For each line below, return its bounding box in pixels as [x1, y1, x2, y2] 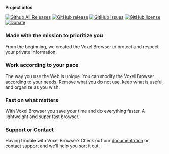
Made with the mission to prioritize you [5, 32, 104, 39]
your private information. [5, 49, 57, 55]
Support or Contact [5, 126, 54, 133]
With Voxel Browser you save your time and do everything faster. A [5, 108, 145, 114]
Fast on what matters [5, 96, 59, 103]
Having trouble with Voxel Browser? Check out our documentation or [5, 138, 149, 144]
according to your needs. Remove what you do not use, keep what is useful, [5, 79, 164, 85]
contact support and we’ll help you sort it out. [5, 143, 100, 149]
